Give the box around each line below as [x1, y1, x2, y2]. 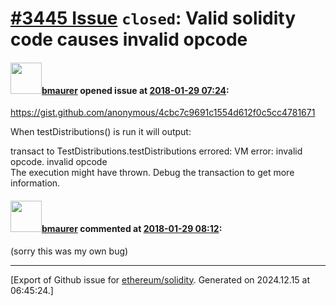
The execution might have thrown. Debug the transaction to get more [10, 167, 295, 179]
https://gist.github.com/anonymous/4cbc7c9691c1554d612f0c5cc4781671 [10, 107, 316, 119]
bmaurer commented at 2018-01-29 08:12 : [41, 222, 223, 234]
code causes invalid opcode [10, 28, 248, 51]
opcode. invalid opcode [10, 156, 108, 168]
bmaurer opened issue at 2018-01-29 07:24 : [41, 84, 230, 96]
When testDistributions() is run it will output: [10, 126, 192, 138]
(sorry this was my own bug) [10, 245, 129, 257]
